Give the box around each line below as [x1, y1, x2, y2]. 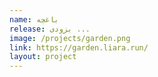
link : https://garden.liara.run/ [9, 42, 149, 53]
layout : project [9, 52, 77, 62]
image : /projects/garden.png [9, 33, 131, 43]
